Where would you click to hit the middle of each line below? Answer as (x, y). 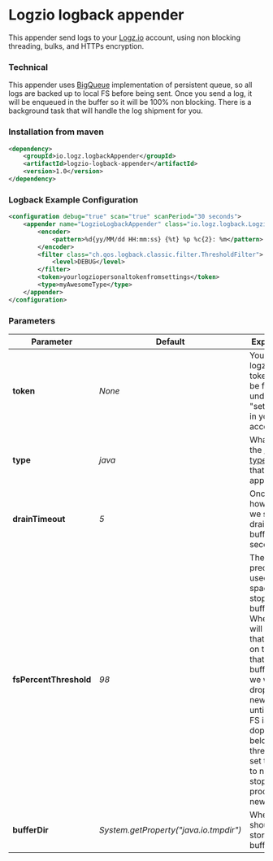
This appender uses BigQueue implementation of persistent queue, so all (130, 85)
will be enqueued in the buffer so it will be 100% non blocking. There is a (130, 102)
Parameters (32, 320)
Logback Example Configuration (74, 199)
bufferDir (30, 830)
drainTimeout (39, 519)
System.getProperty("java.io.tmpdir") (170, 830)
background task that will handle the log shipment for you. (106, 111)
